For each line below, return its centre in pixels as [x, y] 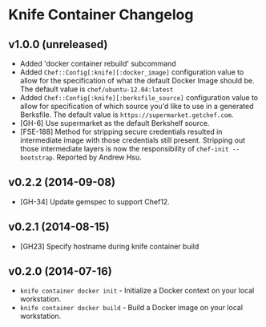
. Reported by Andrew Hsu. [97, 157]
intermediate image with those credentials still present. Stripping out [133, 140]
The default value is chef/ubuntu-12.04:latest [97, 89]
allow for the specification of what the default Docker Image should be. [137, 81]
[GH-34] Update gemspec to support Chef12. [95, 201]
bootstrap [36, 158]
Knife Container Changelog [101, 15]
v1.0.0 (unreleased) [58, 44]
